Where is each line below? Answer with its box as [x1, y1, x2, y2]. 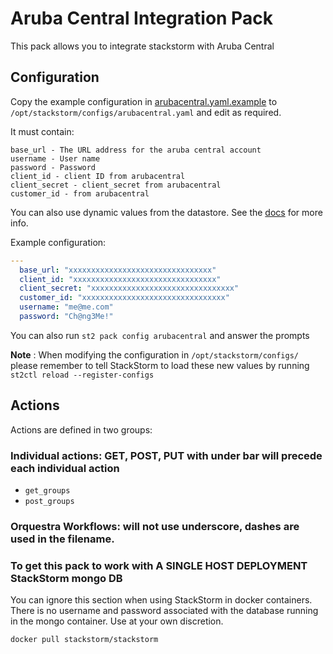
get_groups [24, 485, 71, 496]
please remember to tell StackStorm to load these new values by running [10, 359, 310, 371]
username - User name [10, 153, 101, 164]
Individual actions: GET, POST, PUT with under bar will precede [10, 448, 323, 462]
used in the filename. [10, 532, 115, 546]
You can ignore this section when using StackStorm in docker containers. [10, 594, 313, 606]
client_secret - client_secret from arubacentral [10, 180, 222, 190]
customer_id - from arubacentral [10, 188, 150, 199]
